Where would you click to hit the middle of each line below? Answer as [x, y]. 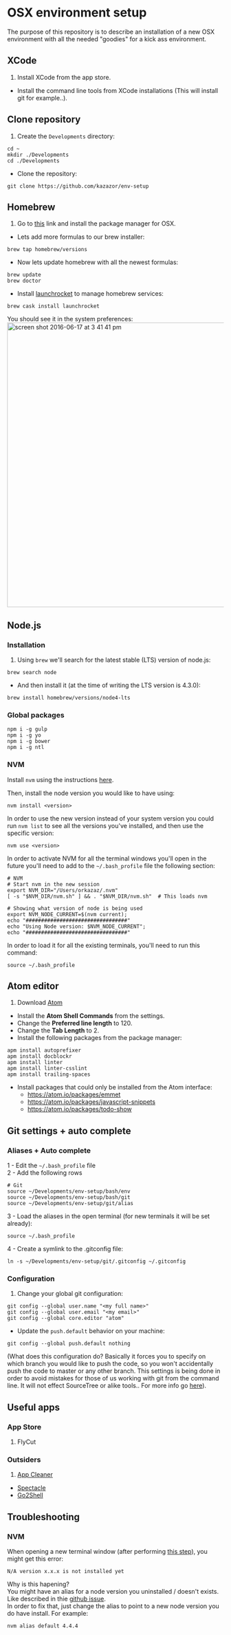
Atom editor [33, 986]
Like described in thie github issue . [57, 1599]
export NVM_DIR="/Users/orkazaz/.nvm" [63, 890]
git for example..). [42, 98]
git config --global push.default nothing [69, 1344]
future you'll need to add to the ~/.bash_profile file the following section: [111, 865]
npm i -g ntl [26, 748]
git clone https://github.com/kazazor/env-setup [78, 186]
